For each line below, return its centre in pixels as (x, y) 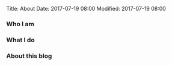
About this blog (29, 56)
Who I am (20, 24)
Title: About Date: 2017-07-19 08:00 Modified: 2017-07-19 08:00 (86, 9)
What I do (20, 40)
